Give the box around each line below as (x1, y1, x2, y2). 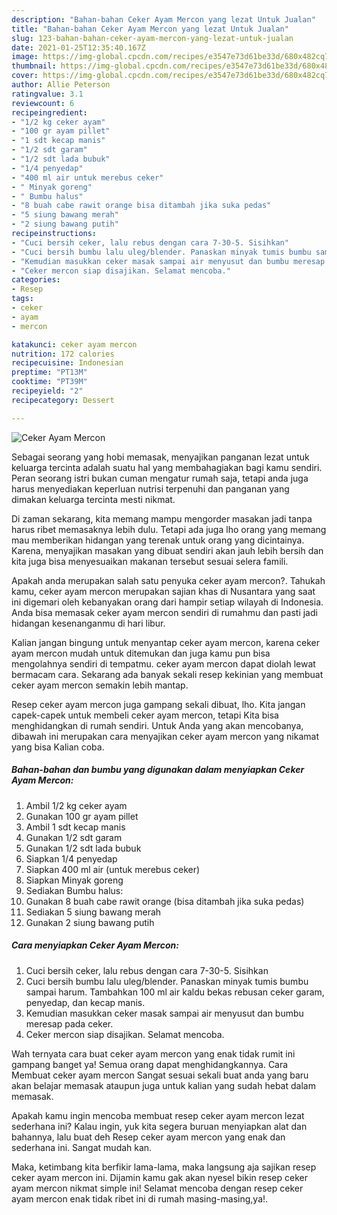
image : (11, 52, 39, 62)
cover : (11, 71, 39, 81)
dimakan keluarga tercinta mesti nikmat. (11, 493, 176, 505)
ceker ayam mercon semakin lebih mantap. (11, 679, 189, 691)
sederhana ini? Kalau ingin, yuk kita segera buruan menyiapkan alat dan (11, 1120, 308, 1132)
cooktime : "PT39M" (11, 377, 88, 387)
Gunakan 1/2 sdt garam (25, 831, 123, 843)
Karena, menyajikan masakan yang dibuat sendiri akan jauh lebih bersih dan (11, 544, 324, 556)
